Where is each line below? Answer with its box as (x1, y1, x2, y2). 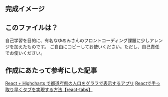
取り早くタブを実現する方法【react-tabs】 (5, 86, 93, 92)
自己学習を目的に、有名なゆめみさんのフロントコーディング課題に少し (5, 37, 150, 43)
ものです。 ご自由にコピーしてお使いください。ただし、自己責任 (27, 44, 159, 50)
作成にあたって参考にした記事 (5, 66, 97, 74)
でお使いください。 (5, 50, 45, 56)
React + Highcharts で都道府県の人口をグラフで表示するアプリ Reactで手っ (5, 80, 160, 86)
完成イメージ (5, 4, 45, 13)
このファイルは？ (5, 23, 58, 31)
